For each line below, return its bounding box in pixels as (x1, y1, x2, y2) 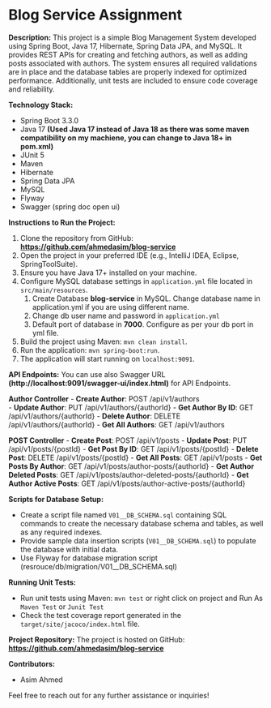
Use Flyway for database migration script (19, 553, 158, 563)
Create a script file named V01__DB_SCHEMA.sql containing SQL (19, 509, 227, 520)
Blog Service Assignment (8, 6, 183, 24)
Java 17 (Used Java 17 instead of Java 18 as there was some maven (19, 124, 249, 134)
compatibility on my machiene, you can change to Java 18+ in (19, 132, 232, 143)
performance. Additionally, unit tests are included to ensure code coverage (8, 75, 258, 85)
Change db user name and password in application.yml (32, 311, 220, 320)
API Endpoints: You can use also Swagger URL (8, 369, 166, 379)
